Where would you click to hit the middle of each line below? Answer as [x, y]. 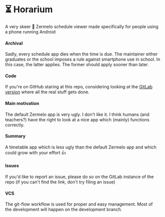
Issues [12, 166]
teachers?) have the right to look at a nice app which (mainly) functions [77, 119]
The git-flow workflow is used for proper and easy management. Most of [79, 204]
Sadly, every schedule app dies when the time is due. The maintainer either [82, 54]
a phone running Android [30, 32]
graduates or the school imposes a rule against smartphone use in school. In [83, 59]
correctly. [15, 125]
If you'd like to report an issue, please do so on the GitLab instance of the [80, 177]
